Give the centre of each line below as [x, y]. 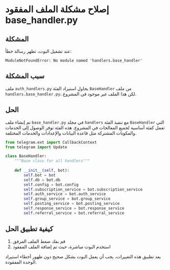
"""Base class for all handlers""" [52, 161]
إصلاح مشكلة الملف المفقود [57, 9]
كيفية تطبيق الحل [29, 229]
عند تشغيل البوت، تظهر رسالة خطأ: [39, 51]
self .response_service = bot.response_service [74, 208]
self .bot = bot [40, 175]
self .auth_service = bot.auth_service [65, 194]
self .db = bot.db [42, 180]
